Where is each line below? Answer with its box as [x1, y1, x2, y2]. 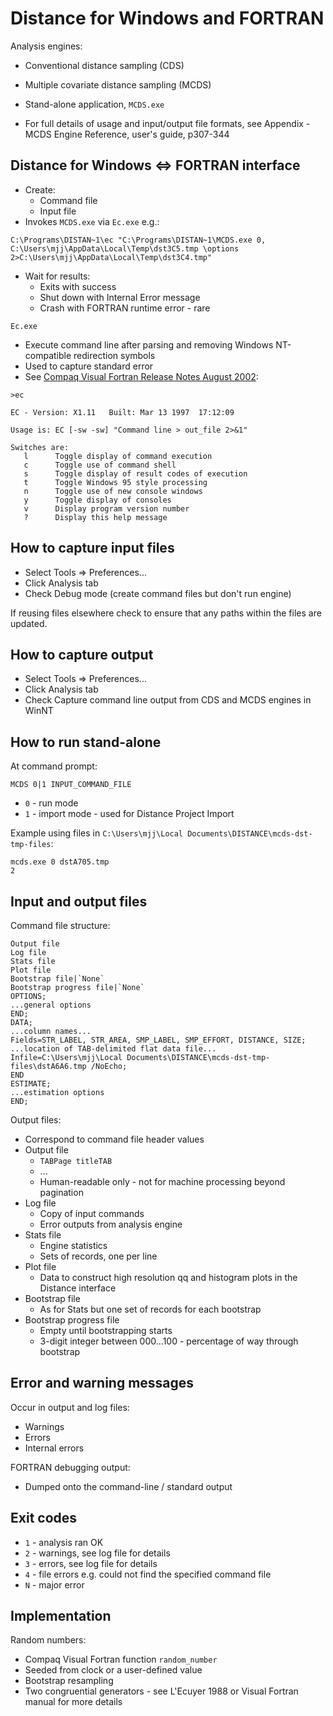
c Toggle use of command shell [23, 460, 177, 470]
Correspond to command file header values [24, 1133, 205, 1145]
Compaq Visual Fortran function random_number [24, 1653, 218, 1666]
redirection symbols [73, 349, 156, 361]
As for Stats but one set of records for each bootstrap [39, 1303, 262, 1315]
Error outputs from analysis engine [39, 1218, 183, 1230]
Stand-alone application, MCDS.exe [24, 98, 165, 110]
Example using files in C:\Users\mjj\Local [10, 827, 184, 839]
